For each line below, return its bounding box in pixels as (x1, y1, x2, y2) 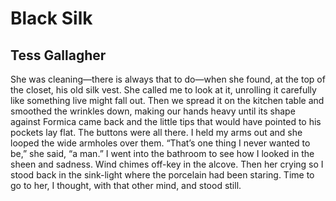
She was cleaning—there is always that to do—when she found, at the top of (10, 73, 326, 85)
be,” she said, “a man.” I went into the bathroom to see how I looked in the (10, 148, 315, 159)
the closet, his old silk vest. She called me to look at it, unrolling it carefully (10, 84, 317, 96)
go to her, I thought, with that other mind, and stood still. (10, 180, 242, 191)
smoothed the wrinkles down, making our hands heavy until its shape (10, 105, 296, 117)
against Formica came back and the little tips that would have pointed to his (10, 116, 322, 127)
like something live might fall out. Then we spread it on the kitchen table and (10, 95, 325, 106)
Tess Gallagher (10, 47, 107, 64)
